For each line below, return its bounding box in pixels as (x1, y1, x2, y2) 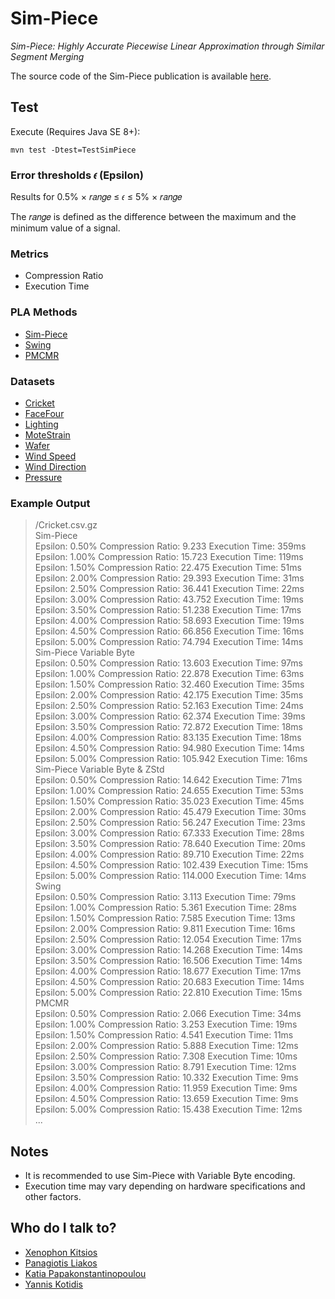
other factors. (24, 1191, 82, 1203)
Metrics (10, 247, 49, 261)
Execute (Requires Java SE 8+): (10, 125, 141, 137)
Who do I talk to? (10, 1220, 117, 1237)
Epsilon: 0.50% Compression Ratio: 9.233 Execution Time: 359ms (34, 540, 307, 552)
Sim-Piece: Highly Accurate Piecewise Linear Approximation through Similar (10, 40, 325, 52)
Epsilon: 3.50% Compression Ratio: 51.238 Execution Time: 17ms (34, 604, 302, 616)
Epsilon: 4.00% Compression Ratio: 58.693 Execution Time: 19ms (34, 615, 305, 627)
